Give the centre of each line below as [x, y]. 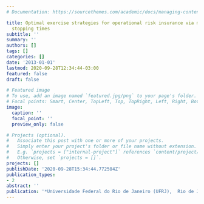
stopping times [31, 29]
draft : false [23, 80]
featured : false [27, 73]
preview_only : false [38, 124]
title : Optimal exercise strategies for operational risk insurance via [100, 23]
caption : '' [27, 113]
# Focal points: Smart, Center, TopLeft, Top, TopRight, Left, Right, [97, 102]
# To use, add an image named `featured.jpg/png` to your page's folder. [102, 96]
